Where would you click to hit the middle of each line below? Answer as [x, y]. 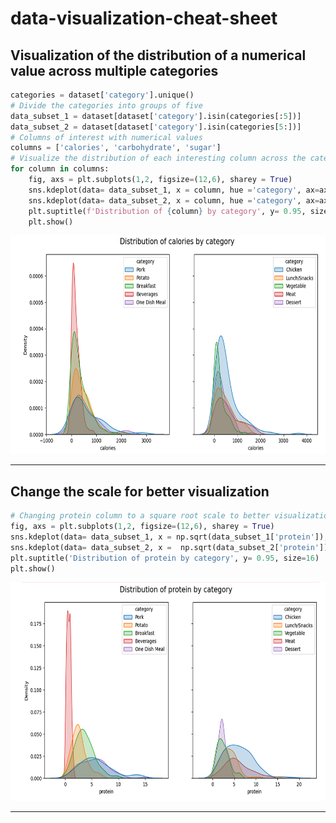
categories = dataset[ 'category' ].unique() [102, 95]
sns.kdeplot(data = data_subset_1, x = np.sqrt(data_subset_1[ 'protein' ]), [169, 537]
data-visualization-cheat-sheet [144, 18]
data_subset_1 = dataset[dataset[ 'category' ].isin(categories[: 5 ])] [156, 116]
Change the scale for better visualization [140, 491]
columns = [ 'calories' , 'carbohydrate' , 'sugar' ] [116, 148]
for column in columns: [60, 169]
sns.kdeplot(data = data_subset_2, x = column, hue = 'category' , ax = [174, 200]
